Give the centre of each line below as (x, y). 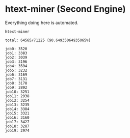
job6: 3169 (16, 75)
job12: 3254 (17, 100)
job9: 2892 (16, 87)
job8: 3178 (16, 83)
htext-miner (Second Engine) (65, 9)
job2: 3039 (16, 57)
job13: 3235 (17, 105)
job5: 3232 (16, 70)
